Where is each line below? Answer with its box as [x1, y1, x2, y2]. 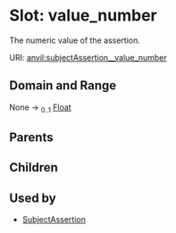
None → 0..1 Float [9, 102, 71, 114]
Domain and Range [9, 78, 117, 94]
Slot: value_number [9, 5, 158, 26]
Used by [9, 190, 56, 205]
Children [9, 160, 58, 175]
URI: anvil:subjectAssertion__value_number [9, 52, 167, 62]
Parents [9, 129, 54, 145]
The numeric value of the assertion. [9, 35, 140, 46]
